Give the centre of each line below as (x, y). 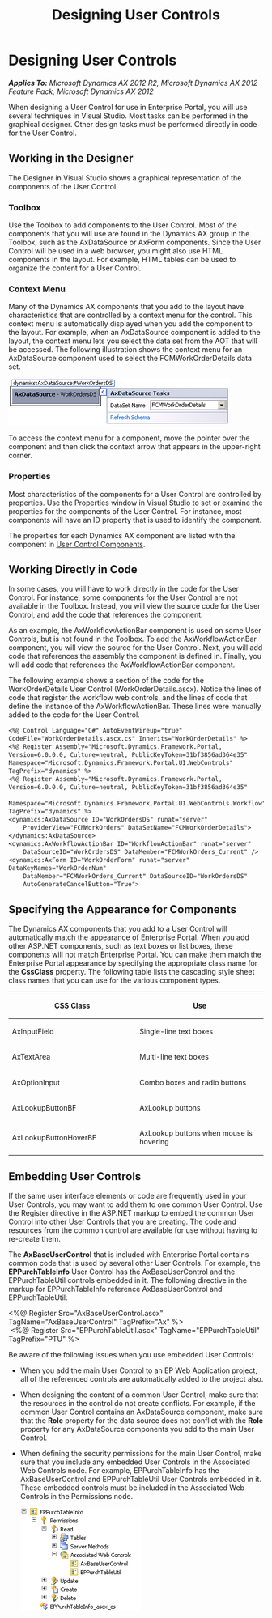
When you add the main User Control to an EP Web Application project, (138, 1370)
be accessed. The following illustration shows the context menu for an (125, 350)
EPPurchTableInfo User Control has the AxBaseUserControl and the (122, 1272)
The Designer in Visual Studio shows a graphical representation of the (125, 178)
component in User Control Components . (77, 544)
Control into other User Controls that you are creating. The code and (122, 1222)
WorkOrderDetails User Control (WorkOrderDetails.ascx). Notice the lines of (135, 689)
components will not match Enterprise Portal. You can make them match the (135, 955)
